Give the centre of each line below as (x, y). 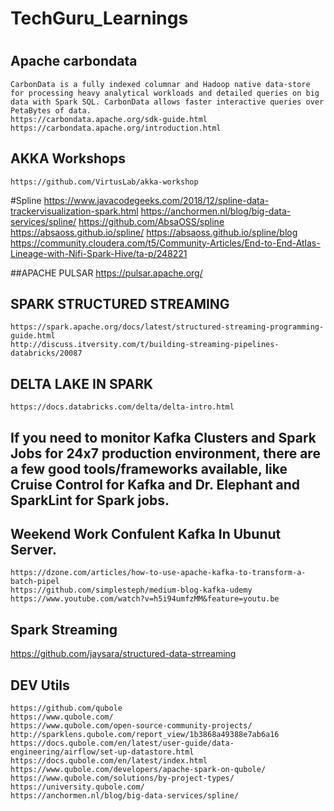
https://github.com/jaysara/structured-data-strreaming (123, 654)
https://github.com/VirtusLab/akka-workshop (104, 182)
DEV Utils (40, 685)
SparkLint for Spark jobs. (90, 500)
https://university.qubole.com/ (77, 787)
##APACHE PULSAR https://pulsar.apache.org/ (106, 273)
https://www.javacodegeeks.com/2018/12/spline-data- (156, 200)
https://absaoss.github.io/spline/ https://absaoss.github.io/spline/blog (154, 232)
